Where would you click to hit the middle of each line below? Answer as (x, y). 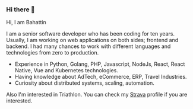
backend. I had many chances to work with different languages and (88, 46)
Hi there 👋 (21, 9)
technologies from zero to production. (53, 53)
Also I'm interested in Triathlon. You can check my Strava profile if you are (97, 95)
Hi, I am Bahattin (26, 23)
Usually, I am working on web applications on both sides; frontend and (92, 40)
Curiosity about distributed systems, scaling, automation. (84, 83)
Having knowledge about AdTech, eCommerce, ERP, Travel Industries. (101, 77)
